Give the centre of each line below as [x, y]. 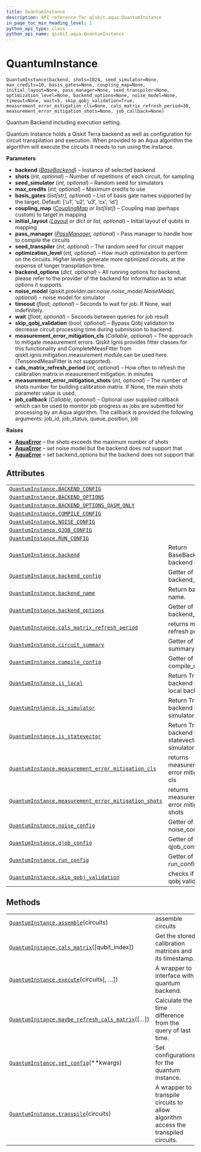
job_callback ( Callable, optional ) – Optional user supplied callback [97, 400]
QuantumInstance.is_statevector [55, 736]
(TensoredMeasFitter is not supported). [63, 361]
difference [170, 1015]
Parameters [21, 158]
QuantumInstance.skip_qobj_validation [64, 877]
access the [171, 1124]
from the [167, 1022]
